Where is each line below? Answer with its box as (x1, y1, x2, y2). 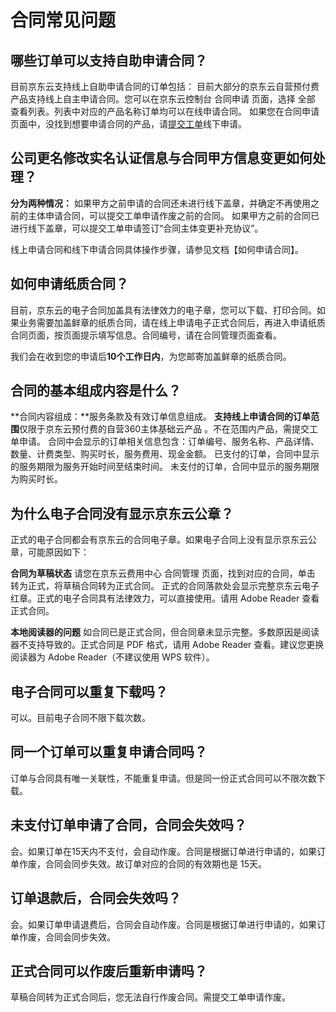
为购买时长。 (10, 473, 63, 485)
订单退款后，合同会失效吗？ (10, 890, 182, 907)
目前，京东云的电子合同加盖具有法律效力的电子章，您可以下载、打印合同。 (10, 304, 317, 316)
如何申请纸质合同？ (10, 276, 129, 293)
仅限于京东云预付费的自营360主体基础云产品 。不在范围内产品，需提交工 (19, 423, 319, 435)
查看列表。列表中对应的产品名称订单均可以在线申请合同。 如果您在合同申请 (10, 106, 320, 117)
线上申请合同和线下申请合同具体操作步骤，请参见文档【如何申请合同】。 (10, 243, 304, 255)
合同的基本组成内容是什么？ (10, 382, 182, 400)
